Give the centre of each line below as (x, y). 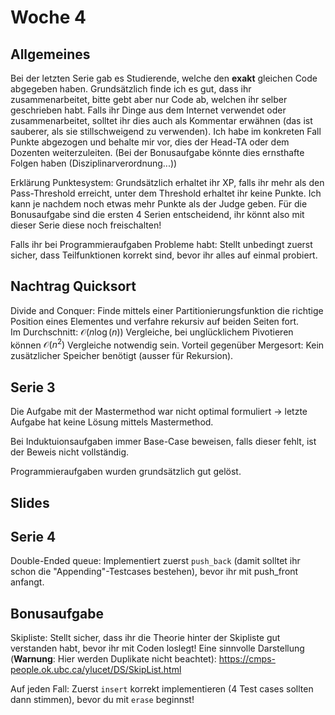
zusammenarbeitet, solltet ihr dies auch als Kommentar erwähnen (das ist (161, 120)
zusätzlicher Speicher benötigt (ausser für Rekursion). (122, 356)
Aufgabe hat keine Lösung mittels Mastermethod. (112, 422)
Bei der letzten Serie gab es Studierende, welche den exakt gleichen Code (164, 78)
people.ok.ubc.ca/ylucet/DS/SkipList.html (96, 670)
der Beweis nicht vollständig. (70, 452)
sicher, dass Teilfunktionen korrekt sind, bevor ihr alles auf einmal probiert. (164, 255)
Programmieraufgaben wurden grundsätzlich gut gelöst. (126, 472)
